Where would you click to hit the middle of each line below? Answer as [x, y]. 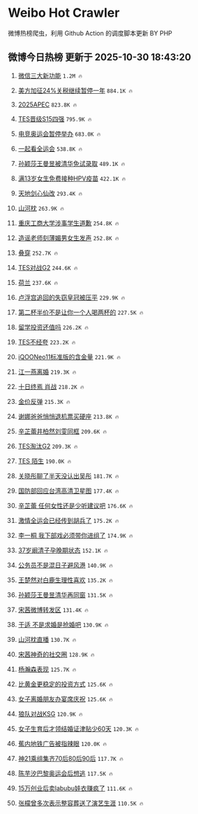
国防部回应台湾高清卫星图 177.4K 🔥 [68, 491]
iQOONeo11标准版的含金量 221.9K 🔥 [69, 357]
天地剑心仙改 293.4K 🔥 [50, 193]
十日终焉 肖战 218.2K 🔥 [51, 386]
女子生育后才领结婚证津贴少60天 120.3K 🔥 [78, 729]
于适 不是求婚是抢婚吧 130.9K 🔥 [63, 624]
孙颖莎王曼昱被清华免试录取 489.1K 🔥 [71, 163]
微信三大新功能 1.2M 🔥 [50, 76]
